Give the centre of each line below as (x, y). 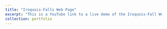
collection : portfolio (29, 19)
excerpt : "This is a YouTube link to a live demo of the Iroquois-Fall (81, 14)
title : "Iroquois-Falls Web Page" (41, 10)
